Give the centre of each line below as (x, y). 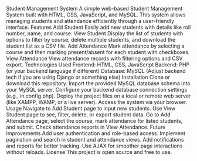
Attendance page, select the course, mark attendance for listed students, (94, 121)
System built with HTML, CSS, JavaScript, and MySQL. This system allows (96, 15)
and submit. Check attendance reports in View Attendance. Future (86, 127)
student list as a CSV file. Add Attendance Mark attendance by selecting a (95, 46)
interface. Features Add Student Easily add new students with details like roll (98, 27)
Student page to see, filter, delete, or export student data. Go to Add (89, 115)
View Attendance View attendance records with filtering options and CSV (94, 58)
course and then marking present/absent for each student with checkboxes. (98, 52)
